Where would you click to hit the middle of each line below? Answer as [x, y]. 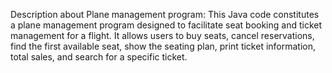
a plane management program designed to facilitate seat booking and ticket [166, 25]
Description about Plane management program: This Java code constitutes [165, 14]
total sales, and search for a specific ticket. [99, 57]
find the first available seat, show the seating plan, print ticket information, [163, 46]
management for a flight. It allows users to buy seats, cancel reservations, [162, 35]
